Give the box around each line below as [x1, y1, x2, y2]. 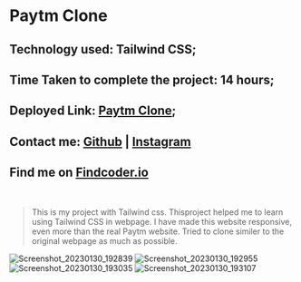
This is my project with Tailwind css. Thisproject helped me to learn [31, 206, 284, 218]
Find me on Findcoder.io [9, 165, 150, 180]
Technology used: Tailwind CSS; [9, 42, 197, 57]
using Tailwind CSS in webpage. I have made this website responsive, [31, 216, 293, 227]
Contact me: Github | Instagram [9, 133, 192, 150]
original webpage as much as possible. [31, 235, 179, 246]
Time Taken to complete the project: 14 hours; [9, 72, 275, 87]
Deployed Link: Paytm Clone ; [9, 103, 177, 119]
